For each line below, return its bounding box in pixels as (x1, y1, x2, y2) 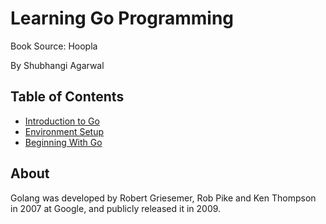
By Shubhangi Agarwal (10, 59, 105, 71)
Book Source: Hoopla (10, 40, 98, 52)
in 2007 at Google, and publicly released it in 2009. (10, 202, 222, 214)
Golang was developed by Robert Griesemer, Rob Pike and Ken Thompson (10, 192, 317, 204)
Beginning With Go (24, 136, 103, 148)
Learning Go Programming (10, 7, 235, 30)
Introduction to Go (24, 115, 100, 127)
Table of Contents (10, 88, 125, 106)
